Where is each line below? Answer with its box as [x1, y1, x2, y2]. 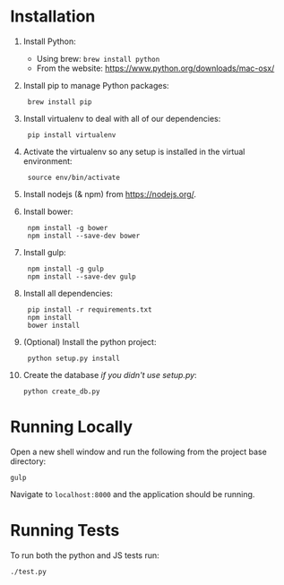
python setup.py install [27, 354, 120, 363]
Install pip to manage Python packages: [22, 80, 169, 90]
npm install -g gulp [27, 264, 104, 273]
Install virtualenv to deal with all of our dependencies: [22, 113, 221, 124]
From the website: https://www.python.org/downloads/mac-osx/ [36, 63, 275, 73]
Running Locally [10, 417, 133, 437]
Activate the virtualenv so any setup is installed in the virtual [22, 146, 245, 157]
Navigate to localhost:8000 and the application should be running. [10, 488, 255, 499]
